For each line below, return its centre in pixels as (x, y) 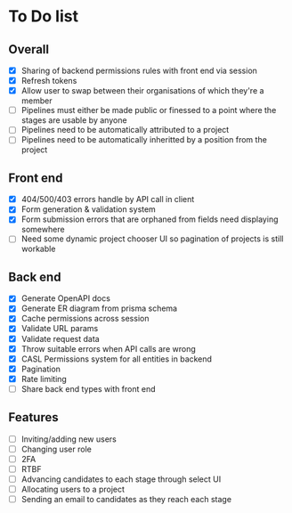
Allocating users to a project (73, 489)
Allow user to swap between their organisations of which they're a (142, 91)
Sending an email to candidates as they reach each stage (126, 500)
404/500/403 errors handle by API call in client (108, 199)
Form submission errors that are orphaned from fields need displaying (150, 219)
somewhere (43, 230)
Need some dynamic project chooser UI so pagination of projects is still (152, 239)
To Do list (44, 16)
